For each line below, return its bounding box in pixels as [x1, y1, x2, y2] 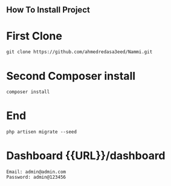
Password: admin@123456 [6, 175, 66, 181]
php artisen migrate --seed [6, 129, 77, 135]
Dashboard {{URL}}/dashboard [6, 149, 166, 162]
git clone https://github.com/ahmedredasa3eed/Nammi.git [6, 49, 153, 55]
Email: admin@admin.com [6, 169, 66, 175]
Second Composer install [6, 69, 136, 83]
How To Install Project [6, 5, 91, 15]
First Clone [6, 29, 62, 43]
